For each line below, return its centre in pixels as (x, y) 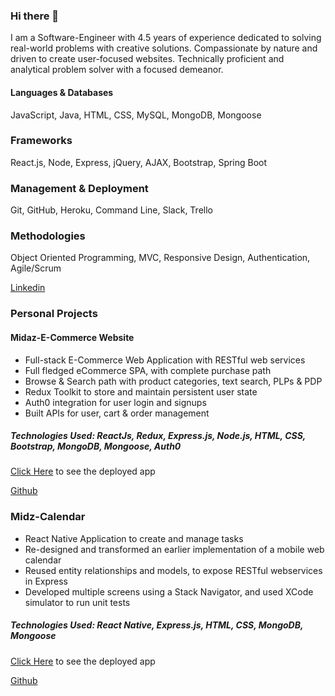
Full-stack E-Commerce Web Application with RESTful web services (165, 360)
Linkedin (28, 288)
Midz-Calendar (48, 517)
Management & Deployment (79, 188)
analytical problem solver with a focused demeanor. (117, 70)
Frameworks (41, 141)
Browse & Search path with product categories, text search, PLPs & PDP (173, 381)
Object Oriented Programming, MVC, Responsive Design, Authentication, (160, 258)
